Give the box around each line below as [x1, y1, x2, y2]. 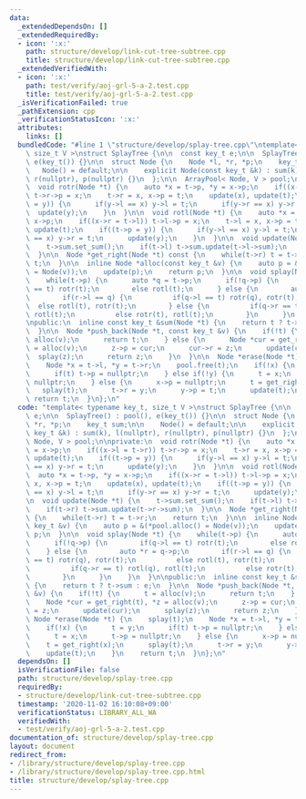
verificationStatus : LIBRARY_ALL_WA [17, 708, 157, 717]
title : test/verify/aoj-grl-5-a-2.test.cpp [25, 89, 194, 98]
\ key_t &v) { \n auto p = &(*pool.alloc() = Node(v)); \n [25, 521, 259, 531]
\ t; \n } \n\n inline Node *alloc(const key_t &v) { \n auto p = [25, 259, 291, 269]
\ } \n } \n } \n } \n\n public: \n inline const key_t [25, 572, 287, 581]
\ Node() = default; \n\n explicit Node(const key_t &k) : [25, 166, 271, 175]
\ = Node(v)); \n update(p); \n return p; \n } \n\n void [25, 268, 267, 277]
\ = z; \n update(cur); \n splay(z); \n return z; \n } [25, 607, 300, 616]
